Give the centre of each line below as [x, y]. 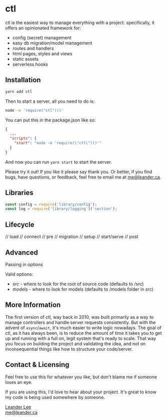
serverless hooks [30, 64]
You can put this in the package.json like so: [50, 120]
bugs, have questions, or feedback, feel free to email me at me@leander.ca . [83, 177]
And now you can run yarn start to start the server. [58, 162]
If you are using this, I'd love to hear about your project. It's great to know [81, 392]
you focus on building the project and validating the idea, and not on [75, 343]
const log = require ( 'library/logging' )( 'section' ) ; [61, 209]
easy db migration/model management [52, 43]
